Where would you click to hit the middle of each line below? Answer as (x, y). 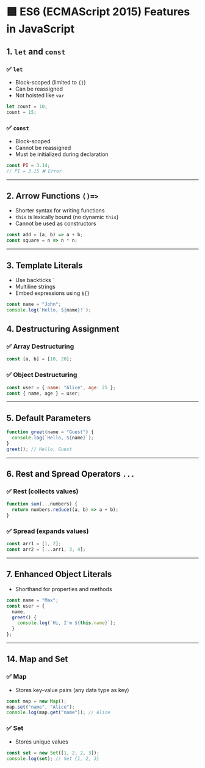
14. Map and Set (37, 659)
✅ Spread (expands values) (48, 531)
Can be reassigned (39, 89)
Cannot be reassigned (43, 147)
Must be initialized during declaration (62, 154)
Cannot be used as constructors (56, 223)
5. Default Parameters (49, 418)
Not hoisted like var (40, 95)
